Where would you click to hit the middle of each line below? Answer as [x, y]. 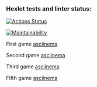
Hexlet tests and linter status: [49, 9]
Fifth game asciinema [32, 78]
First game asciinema [32, 44]
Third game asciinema [33, 67]
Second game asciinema [36, 55]
